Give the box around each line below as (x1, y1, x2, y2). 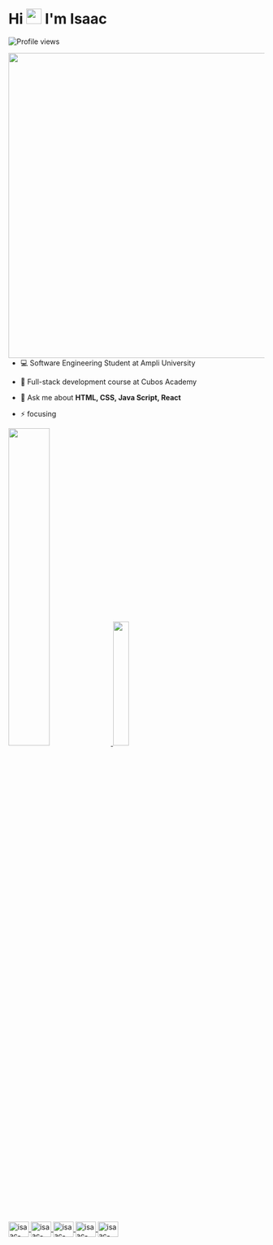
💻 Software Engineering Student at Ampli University (19, 358, 196, 368)
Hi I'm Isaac (8, 10, 107, 28)
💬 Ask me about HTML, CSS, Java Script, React (19, 392, 181, 402)
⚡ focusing (19, 408, 57, 418)
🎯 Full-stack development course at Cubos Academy (19, 377, 197, 387)
